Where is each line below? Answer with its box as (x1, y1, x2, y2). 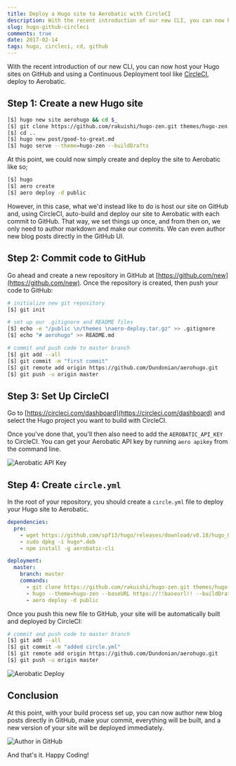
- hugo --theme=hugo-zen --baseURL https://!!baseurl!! (25, 590, 193, 597)
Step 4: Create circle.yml (7, 479, 122, 491)
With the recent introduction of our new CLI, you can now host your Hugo (7, 63, 220, 70)
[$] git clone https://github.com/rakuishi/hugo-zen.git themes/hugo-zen (7, 122, 228, 130)
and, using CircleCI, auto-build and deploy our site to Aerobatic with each (7, 209, 220, 218)
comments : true (7, 30, 52, 37)
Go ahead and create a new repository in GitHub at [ (7, 271, 159, 279)
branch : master (20, 570, 65, 577)
